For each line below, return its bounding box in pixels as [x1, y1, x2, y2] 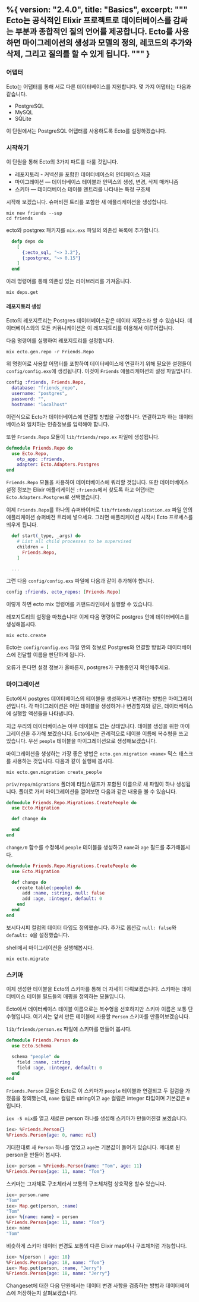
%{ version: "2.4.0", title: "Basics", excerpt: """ [6, 5, 188, 15]
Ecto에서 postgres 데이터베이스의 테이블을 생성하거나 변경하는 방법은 [6, 695, 168, 702]
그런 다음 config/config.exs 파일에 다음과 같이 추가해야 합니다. [6, 577, 154, 585]
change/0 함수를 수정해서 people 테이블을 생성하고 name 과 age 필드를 [6, 843, 165, 851]
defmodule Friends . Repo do [6, 445, 73, 451]
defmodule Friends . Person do [6, 1037, 78, 1043]
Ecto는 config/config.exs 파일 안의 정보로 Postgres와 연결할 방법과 [6, 644, 166, 651]
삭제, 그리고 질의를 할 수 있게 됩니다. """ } [6, 49, 150, 59]
